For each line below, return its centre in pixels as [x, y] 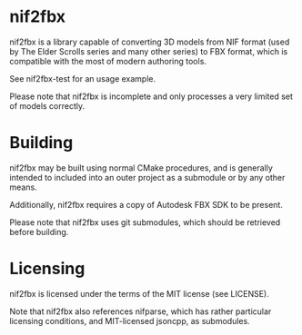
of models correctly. [47, 105]
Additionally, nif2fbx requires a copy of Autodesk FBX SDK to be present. [146, 204]
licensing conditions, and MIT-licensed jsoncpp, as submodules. [130, 320]
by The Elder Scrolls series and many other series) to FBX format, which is [149, 51]
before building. [39, 232]
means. [24, 187]
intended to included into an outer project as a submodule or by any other [147, 177]
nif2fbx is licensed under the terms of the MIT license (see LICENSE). [140, 293]
